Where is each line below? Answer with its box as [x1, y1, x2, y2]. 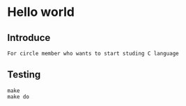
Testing [7, 69, 41, 80]
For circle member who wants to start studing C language [7, 50, 179, 57]
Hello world [7, 4, 75, 20]
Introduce [7, 32, 51, 44]
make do [7, 93, 30, 100]
